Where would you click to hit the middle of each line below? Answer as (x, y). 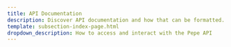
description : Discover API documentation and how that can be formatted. (116, 20)
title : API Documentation (44, 13)
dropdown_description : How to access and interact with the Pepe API (110, 33)
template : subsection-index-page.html (63, 26)
